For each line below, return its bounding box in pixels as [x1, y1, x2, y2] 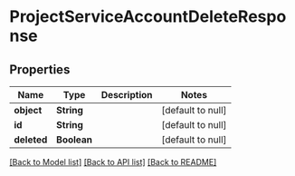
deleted [14, 133, 48, 146]
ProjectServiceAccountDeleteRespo [9, 6, 287, 27]
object [14, 104, 43, 116]
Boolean [55, 133, 93, 146]
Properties [9, 62, 71, 77]
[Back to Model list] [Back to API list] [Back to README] [9, 157, 217, 167]
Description [100, 89, 153, 101]
